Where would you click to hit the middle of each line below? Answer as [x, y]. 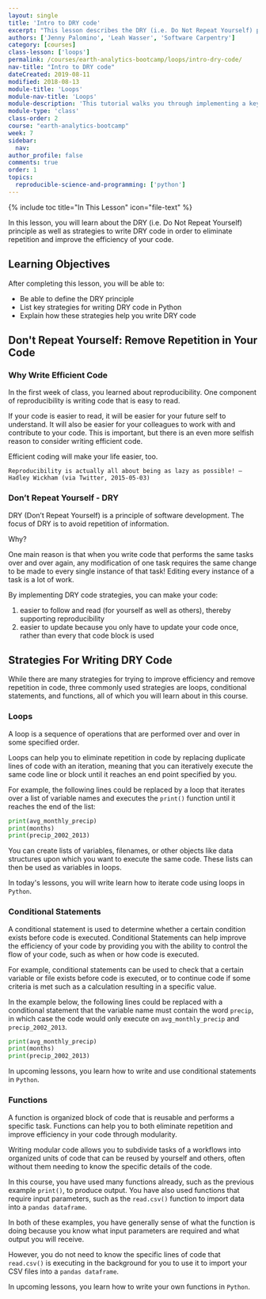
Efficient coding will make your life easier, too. [83, 456]
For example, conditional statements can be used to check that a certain [126, 969]
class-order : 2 [33, 119]
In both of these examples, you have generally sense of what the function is [132, 1222]
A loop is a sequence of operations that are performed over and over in [124, 733]
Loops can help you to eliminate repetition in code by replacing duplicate [127, 757]
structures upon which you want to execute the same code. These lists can [131, 859]
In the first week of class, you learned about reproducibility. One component [133, 392]
